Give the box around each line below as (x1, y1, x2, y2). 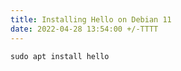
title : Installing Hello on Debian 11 (10, 14, 172, 25)
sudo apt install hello (10, 51, 110, 61)
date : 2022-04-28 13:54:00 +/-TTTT (10, 24, 159, 34)
